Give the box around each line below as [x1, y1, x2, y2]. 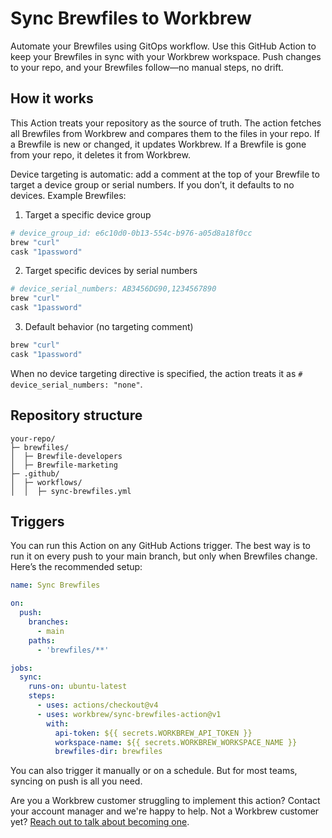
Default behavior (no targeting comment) [24, 321, 194, 332]
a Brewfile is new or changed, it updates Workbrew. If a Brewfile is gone [10, 138, 307, 150]
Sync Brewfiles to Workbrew [10, 7, 252, 30]
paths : [28, 635, 56, 646]
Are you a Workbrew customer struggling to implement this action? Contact [10, 795, 321, 807]
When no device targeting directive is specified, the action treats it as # [10, 367, 303, 379]
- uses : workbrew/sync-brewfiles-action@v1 [36, 709, 222, 719]
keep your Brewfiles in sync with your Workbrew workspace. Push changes [10, 50, 322, 62]
